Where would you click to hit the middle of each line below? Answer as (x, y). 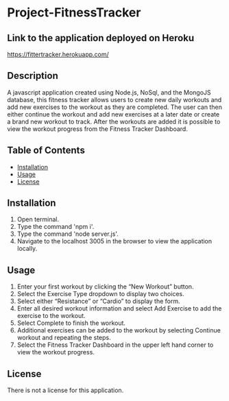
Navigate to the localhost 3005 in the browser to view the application (114, 241)
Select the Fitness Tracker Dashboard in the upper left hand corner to (115, 345)
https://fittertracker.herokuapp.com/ (58, 54)
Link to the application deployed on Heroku (100, 38)
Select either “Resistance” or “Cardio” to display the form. (98, 301)
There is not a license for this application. (65, 390)
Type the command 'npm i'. (56, 227)
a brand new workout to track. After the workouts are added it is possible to (114, 121)
